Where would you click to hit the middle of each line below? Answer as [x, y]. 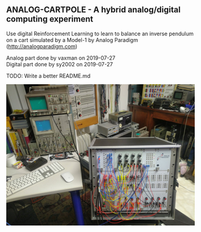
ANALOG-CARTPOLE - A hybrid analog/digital [93, 10]
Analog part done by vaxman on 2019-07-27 [61, 58]
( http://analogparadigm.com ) [42, 46]
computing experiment [50, 19]
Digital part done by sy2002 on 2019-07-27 [60, 64]
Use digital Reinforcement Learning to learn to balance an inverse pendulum [100, 33]
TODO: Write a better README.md [48, 76]
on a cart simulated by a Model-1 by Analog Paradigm [72, 40]
